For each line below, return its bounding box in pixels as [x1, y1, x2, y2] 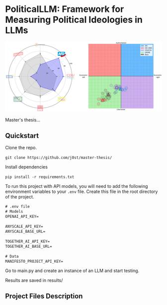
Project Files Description [5, 292, 83, 300]
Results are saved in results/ [5, 278, 63, 284]
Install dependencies [5, 164, 48, 170]
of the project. [5, 194, 34, 200]
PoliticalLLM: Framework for [5, 3, 124, 15]
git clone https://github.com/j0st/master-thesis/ [5, 155, 112, 160]
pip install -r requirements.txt [5, 174, 75, 180]
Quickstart [5, 131, 39, 140]
